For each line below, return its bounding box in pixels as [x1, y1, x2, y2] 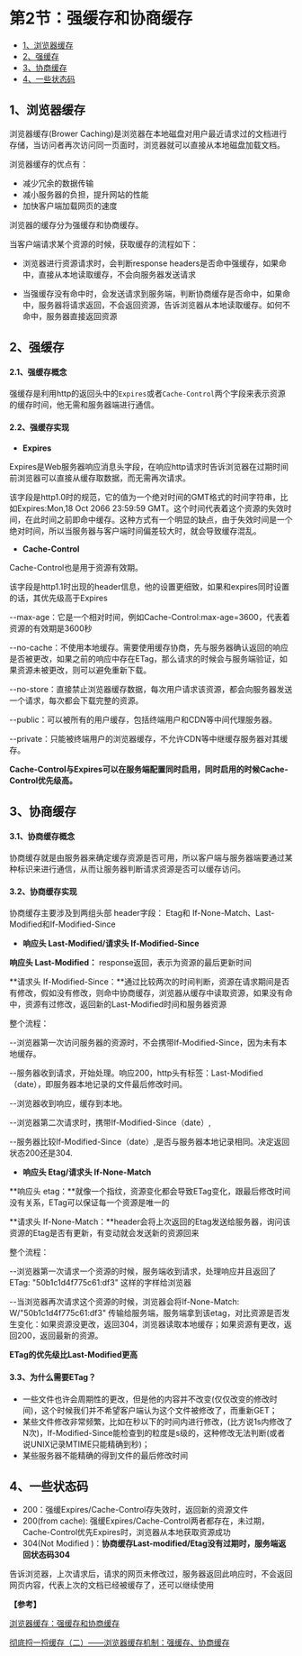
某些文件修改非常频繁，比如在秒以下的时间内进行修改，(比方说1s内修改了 [22, 1416, 293, 1427]
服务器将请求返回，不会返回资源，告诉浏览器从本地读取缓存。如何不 [38, 299, 290, 310]
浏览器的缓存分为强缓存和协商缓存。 [9, 219, 144, 230]
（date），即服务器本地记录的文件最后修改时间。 [9, 1079, 188, 1090]
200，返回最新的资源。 [16, 1331, 103, 1341]
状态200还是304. [9, 1148, 74, 1158]
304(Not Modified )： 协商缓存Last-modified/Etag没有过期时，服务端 [22, 1538, 279, 1549]
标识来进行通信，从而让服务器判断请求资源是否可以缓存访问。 [16, 864, 245, 874]
